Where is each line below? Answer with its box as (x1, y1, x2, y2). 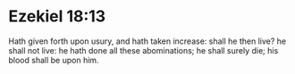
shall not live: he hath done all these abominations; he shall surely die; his (8, 45, 279, 55)
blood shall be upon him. (8, 54, 99, 65)
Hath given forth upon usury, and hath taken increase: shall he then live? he (8, 36, 287, 46)
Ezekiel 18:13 (8, 6, 106, 27)
